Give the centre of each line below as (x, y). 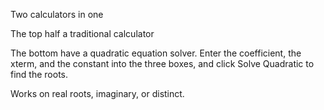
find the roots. (39, 74)
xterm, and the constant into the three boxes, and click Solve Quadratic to (162, 63)
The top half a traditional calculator (82, 33)
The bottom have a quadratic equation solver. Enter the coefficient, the (156, 53)
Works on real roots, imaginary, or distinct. (97, 93)
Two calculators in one (57, 14)
